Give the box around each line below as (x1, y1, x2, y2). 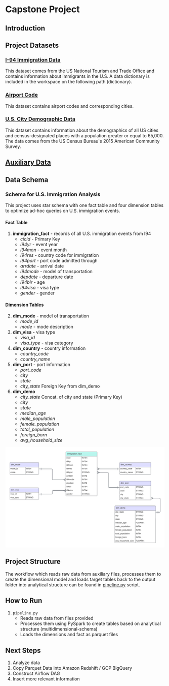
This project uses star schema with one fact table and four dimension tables (5, 202, 163, 208)
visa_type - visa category (20, 340, 73, 346)
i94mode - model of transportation (20, 269, 93, 275)
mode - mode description (20, 324, 73, 330)
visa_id (20, 335, 35, 341)
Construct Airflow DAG (12, 670, 60, 677)
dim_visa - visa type (12, 329, 56, 335)
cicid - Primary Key (20, 236, 61, 242)
